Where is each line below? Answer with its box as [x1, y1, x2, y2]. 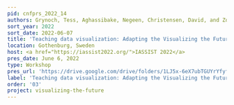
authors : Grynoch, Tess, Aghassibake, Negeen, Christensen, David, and [7, 17, 219, 23]
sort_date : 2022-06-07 [7, 29, 73, 37]
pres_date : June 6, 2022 [7, 55, 79, 62]
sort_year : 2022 [7, 23, 54, 30]
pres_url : [7, 68, 36, 75]
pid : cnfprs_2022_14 [7, 10, 68, 17]
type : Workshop [7, 61, 52, 68]
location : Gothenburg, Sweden [7, 42, 95, 49]
